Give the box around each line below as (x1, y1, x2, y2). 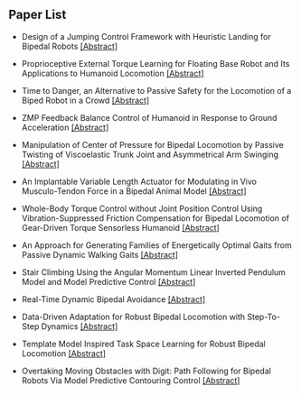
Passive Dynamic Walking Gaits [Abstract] (21, 249, 178, 260)
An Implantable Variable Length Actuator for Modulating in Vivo (21, 176, 257, 187)
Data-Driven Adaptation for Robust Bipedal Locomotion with (21, 311, 246, 322)
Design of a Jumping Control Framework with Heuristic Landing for (21, 31, 272, 41)
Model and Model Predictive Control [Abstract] (21, 276, 196, 287)
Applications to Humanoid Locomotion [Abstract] (21, 68, 204, 78)
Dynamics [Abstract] (41, 320, 118, 332)
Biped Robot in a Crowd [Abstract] (21, 95, 150, 106)
